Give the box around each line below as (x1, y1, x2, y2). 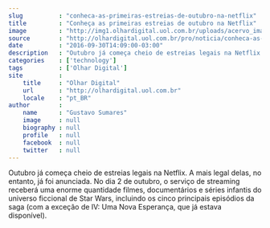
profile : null (22, 131, 81, 139)
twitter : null (22, 146, 81, 154)
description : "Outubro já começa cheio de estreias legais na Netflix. (8, 49, 264, 57)
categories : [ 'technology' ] (8, 57, 117, 65)
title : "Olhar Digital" (22, 79, 121, 87)
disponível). (8, 210, 47, 221)
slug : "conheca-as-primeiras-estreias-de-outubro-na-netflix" (8, 11, 257, 20)
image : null (22, 116, 81, 124)
